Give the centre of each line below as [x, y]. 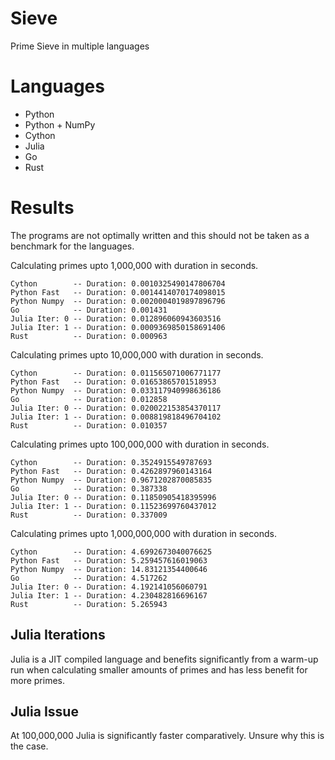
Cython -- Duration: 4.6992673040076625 [111, 552]
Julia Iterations [58, 635]
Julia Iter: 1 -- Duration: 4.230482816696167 [109, 595]
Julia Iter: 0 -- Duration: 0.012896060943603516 [116, 318]
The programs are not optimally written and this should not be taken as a [160, 235]
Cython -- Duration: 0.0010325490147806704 [118, 283]
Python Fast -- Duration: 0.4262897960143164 [111, 471]
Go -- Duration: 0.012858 [89, 399]
